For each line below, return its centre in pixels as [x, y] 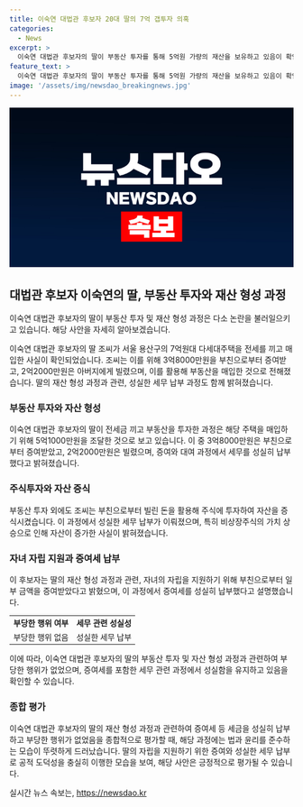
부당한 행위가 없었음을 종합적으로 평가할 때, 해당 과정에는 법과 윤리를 [146, 739]
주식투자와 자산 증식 [50, 489]
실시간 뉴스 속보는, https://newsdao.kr [78, 793]
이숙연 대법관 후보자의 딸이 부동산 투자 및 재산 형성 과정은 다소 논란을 [131, 318]
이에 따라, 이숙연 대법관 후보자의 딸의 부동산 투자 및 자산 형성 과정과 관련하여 [144, 659]
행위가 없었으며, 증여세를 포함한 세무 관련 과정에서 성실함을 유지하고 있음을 [157, 670]
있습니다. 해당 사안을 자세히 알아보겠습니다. [95, 330]
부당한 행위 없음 [41, 637]
